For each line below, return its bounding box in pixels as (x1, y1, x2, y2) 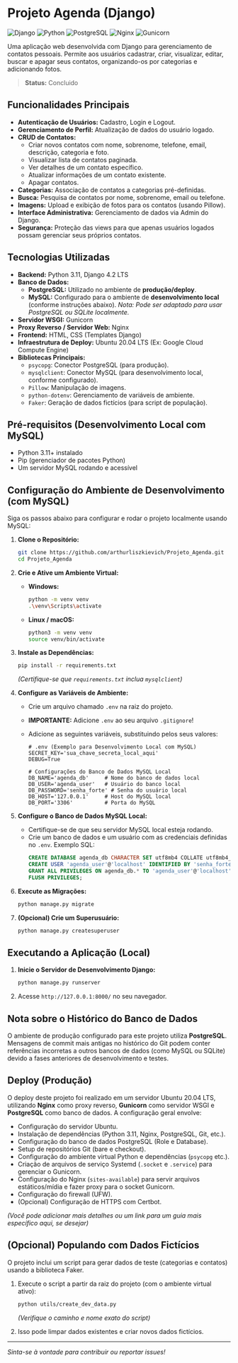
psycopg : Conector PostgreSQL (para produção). (28, 360, 169, 369)
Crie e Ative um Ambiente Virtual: (17, 568, 119, 577)
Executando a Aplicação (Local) (7, 946, 151, 958)
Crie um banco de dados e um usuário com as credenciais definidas (28, 833, 228, 841)
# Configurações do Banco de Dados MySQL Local (28, 768, 171, 775)
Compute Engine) (17, 345, 69, 354)
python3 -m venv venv (28, 629, 92, 636)
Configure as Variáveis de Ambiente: (17, 689, 129, 697)
